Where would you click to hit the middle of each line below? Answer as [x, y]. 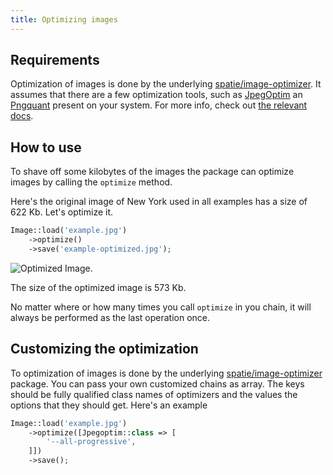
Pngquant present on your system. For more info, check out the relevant [159, 105]
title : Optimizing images [64, 19]
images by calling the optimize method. [91, 182]
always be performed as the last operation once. [110, 317]
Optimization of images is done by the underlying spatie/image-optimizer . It [166, 84]
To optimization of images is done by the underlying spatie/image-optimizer [166, 373]
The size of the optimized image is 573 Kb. [98, 287]
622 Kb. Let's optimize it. [62, 212]
